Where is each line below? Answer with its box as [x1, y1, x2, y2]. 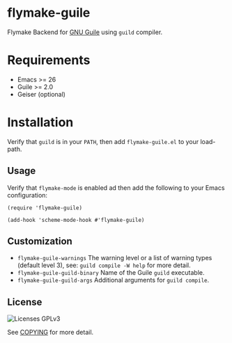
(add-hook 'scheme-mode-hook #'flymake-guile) [7, 216, 145, 223]
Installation [7, 115, 74, 130]
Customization [7, 235, 73, 248]
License [7, 296, 42, 308]
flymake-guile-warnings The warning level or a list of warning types [17, 254, 212, 262]
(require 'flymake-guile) [7, 204, 82, 212]
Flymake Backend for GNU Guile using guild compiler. [7, 28, 163, 36]
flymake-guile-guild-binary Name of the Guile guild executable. [17, 269, 205, 277]
